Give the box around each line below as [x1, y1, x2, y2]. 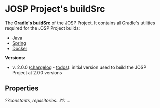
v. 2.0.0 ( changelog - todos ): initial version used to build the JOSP [12, 64, 147, 70]
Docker [12, 45, 28, 51]
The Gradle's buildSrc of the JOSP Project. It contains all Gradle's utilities [5, 20, 156, 26]
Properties [5, 84, 39, 93]
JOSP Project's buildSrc [5, 3, 105, 15]
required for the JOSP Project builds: [5, 25, 80, 31]
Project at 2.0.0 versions [12, 69, 62, 75]
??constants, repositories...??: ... [5, 97, 71, 103]
